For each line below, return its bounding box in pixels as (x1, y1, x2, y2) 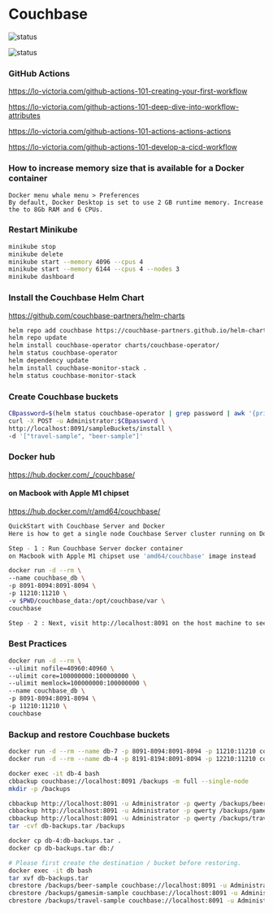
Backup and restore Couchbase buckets (8, 728, 171, 740)
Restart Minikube (8, 224, 78, 236)
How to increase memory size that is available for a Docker (8, 163, 245, 174)
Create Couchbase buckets (8, 391, 119, 402)
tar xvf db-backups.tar (8, 874, 89, 882)
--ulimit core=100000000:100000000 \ (8, 672, 136, 680)
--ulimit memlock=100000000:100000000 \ (8, 680, 148, 688)
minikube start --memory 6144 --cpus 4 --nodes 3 (8, 265, 180, 273)
